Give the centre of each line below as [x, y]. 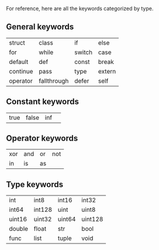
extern [107, 71]
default [19, 62]
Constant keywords [42, 102]
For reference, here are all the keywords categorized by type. [80, 9]
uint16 [18, 219]
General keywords [40, 27]
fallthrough [54, 80]
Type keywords [35, 184]
